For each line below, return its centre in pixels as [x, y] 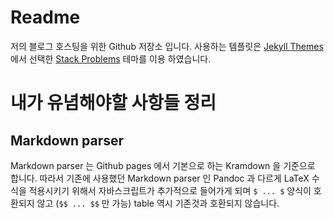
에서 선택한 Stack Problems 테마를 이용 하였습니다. [111, 58]
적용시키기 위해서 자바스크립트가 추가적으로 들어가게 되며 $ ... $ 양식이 [170, 190]
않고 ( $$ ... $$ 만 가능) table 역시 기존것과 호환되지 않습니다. [158, 203]
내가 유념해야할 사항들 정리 [113, 103]
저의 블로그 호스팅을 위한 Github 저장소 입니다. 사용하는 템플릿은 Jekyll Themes [167, 46]
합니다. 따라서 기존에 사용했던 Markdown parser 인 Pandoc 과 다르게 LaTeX [160, 178]
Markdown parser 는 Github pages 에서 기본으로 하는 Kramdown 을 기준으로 [163, 165]
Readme [45, 17]
